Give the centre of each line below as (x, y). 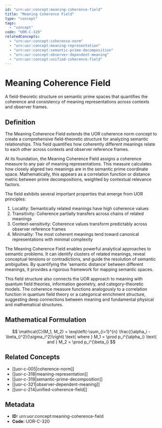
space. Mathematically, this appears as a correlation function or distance (78, 174)
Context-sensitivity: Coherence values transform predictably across (80, 224)
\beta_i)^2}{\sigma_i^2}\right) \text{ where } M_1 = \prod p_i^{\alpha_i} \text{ (81, 337)
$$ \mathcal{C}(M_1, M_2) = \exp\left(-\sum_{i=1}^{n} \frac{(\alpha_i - (81, 331)
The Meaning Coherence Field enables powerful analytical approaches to (78, 249)
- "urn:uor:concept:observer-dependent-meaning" (59, 55)
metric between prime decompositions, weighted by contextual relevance (78, 179)
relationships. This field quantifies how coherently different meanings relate (80, 144)
